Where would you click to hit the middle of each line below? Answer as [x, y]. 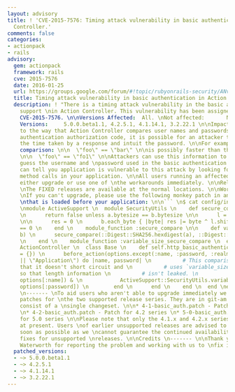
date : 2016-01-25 [39, 85]
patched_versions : [41, 351]
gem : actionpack [37, 66]
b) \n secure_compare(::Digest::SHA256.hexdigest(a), [108, 235]
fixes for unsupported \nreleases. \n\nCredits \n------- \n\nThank [122, 339]
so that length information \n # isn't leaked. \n [109, 273]
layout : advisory [33, 14]
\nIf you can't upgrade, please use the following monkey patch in [120, 196]
